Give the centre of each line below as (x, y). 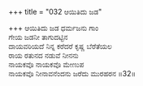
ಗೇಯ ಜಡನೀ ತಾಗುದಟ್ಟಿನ (38, 37)
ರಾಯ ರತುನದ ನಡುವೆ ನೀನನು (43, 55)
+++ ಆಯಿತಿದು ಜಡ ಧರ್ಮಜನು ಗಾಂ (54, 28)
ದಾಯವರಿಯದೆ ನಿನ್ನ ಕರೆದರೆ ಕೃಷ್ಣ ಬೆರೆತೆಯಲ (60, 46)
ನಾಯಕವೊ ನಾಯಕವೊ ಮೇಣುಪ (46, 64)
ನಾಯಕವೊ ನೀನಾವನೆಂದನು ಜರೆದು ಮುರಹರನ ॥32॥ (72, 73)
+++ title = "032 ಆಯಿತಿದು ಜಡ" (55, 12)
